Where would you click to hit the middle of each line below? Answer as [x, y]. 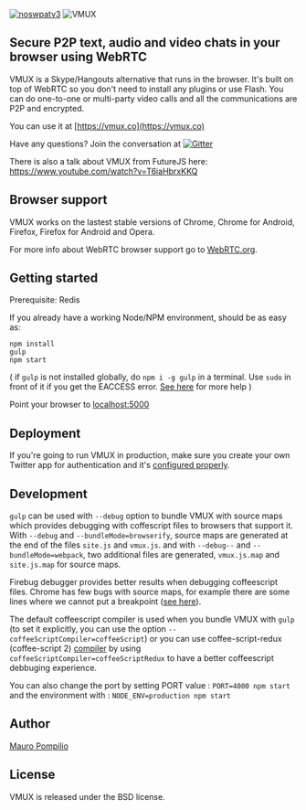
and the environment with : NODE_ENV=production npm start [120, 696]
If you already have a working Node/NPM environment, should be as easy [148, 318]
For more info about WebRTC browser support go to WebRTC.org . [133, 249]
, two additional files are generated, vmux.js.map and [181, 555]
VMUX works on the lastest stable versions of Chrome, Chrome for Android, [152, 222]
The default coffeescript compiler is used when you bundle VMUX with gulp [152, 619]
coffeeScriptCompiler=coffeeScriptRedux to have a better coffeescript [142, 658]
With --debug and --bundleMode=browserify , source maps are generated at [149, 536]
